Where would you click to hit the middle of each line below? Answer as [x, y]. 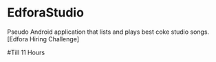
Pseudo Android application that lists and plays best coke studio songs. [108, 32]
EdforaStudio [46, 13]
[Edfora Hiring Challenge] [43, 39]
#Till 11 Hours [26, 52]
